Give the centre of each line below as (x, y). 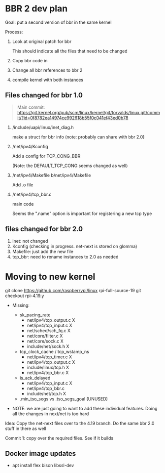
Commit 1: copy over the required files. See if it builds (59, 438)
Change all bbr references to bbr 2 (47, 70)
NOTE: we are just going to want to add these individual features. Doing (85, 408)
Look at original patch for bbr (42, 41)
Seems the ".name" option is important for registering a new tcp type (82, 214)
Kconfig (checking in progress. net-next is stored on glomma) (75, 246)
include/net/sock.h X (48, 346)
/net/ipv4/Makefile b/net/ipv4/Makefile (51, 175)
